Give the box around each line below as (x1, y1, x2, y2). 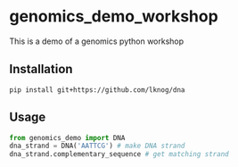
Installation (9, 62, 73, 77)
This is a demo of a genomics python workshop (9, 36, 185, 46)
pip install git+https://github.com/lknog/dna (9, 85, 185, 95)
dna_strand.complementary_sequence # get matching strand (9, 150, 229, 159)
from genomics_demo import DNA (9, 133, 126, 142)
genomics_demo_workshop (9, 6, 218, 27)
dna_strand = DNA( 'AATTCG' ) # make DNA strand (9, 141, 185, 151)
